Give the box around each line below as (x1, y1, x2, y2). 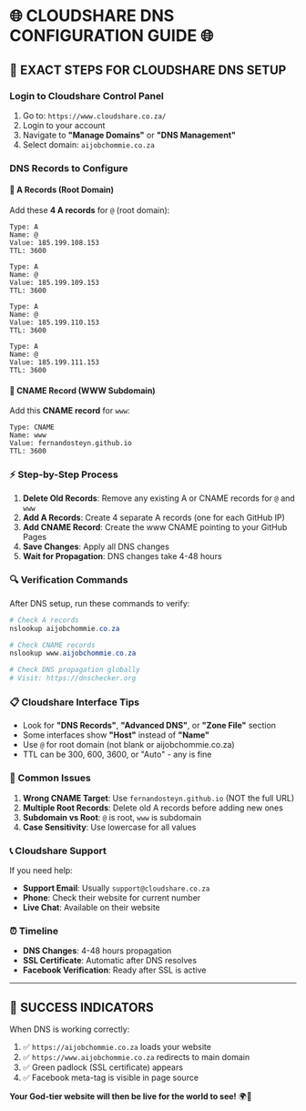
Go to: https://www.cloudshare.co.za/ (22, 110, 167, 121)
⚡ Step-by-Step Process (9, 468, 118, 481)
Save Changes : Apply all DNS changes (22, 541, 170, 552)
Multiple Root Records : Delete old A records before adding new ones (22, 802, 284, 813)
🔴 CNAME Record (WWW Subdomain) (9, 384, 157, 396)
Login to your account (22, 119, 106, 130)
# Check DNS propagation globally (9, 666, 141, 675)
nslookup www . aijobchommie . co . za (9, 648, 137, 658)
